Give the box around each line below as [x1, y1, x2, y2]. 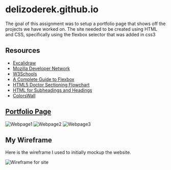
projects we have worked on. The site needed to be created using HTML [5, 26, 158, 32]
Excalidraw [12, 60, 36, 66]
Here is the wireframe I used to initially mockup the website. [5, 150, 131, 156]
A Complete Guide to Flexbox [12, 76, 75, 82]
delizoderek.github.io [5, 4, 99, 15]
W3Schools [12, 71, 37, 77]
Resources [5, 46, 40, 55]
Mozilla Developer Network [12, 65, 70, 71]
